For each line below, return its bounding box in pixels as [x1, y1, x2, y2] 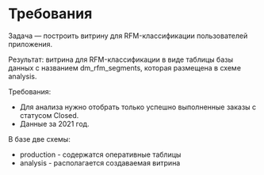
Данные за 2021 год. [19, 119, 90, 128]
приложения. [8, 39, 53, 48]
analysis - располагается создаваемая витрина [19, 158, 181, 167]
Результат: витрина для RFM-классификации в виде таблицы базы [8, 55, 234, 64]
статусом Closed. [19, 110, 79, 120]
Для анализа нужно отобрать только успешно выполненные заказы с [19, 102, 257, 112]
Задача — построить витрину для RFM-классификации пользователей [8, 31, 248, 40]
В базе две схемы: [8, 134, 71, 143]
